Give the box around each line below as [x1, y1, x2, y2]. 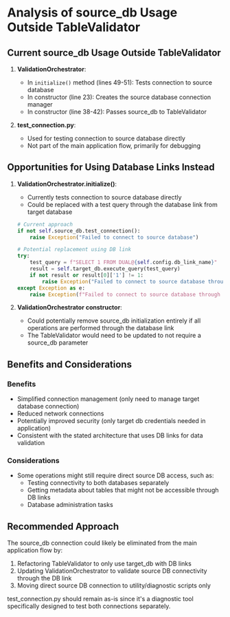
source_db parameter [27, 338, 89, 347]
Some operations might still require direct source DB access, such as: [16, 471, 214, 479]
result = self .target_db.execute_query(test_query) [30, 266, 181, 272]
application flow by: [7, 546, 63, 554]
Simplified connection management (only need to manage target [16, 395, 200, 403]
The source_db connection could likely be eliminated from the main [7, 539, 198, 548]
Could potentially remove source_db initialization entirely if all [27, 316, 201, 325]
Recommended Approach [7, 521, 119, 532]
